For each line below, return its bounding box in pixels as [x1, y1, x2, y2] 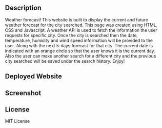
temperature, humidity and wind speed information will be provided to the [5, 37, 153, 43]
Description [5, 4, 41, 12]
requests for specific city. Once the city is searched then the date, [5, 32, 138, 38]
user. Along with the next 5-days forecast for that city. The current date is [5, 42, 153, 48]
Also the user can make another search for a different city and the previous [5, 53, 156, 59]
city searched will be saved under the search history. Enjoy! [5, 58, 125, 64]
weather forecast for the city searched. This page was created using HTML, [5, 22, 158, 28]
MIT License [5, 118, 30, 124]
